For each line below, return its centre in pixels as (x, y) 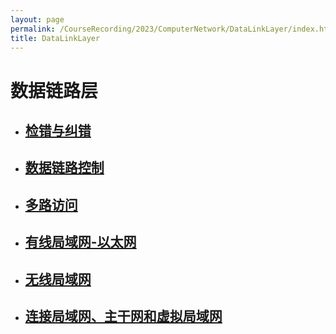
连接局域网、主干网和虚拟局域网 (123, 316)
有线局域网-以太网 (80, 242)
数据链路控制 (64, 167)
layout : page (37, 19)
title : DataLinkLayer (55, 38)
